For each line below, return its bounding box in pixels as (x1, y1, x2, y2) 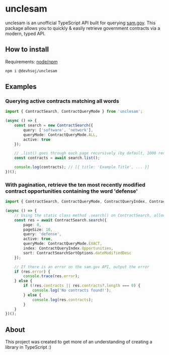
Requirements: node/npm (5, 59, 58, 65)
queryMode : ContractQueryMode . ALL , (23, 132, 98, 137)
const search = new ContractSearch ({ (14, 123, 94, 128)
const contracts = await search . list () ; (14, 155, 100, 161)
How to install (5, 45, 49, 54)
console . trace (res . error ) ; (23, 274, 80, 279)
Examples (5, 82, 37, 91)
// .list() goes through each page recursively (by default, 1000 (14, 151, 156, 156)
